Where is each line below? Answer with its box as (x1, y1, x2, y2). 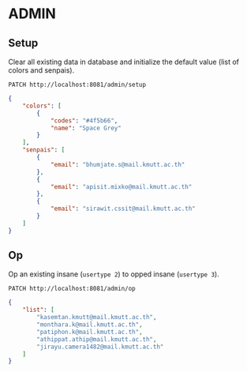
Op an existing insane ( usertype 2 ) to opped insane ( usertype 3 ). (8, 269, 219, 279)
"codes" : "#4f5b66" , (50, 116, 118, 125)
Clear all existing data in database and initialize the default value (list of (8, 57, 239, 66)
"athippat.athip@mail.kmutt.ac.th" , (36, 335, 157, 344)
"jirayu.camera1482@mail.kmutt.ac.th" (36, 343, 164, 351)
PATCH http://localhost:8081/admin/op (8, 285, 136, 293)
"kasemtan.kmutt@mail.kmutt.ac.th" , (36, 314, 157, 321)
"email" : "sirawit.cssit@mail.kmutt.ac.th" (50, 205, 196, 213)
